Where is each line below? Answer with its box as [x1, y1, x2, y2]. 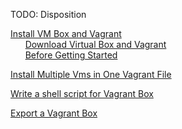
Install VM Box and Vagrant [10, 28, 122, 39]
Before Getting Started [24, 49, 118, 61]
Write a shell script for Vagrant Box [10, 88, 154, 99]
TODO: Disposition [10, 9, 87, 20]
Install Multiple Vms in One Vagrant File [10, 69, 172, 80]
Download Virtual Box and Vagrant [24, 39, 167, 50]
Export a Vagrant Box [10, 107, 98, 119]
